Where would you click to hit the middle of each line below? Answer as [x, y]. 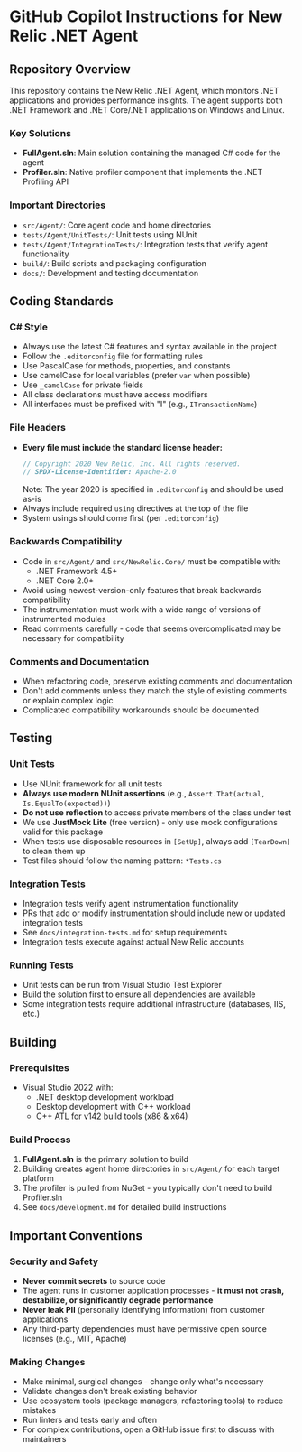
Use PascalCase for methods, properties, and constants [126, 366]
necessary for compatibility [73, 638]
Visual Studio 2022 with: [68, 1087]
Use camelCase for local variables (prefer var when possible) [136, 376]
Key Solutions [41, 133]
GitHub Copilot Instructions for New [146, 17]
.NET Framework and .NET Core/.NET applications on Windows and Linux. [147, 110]
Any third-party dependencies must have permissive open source [145, 1328]
